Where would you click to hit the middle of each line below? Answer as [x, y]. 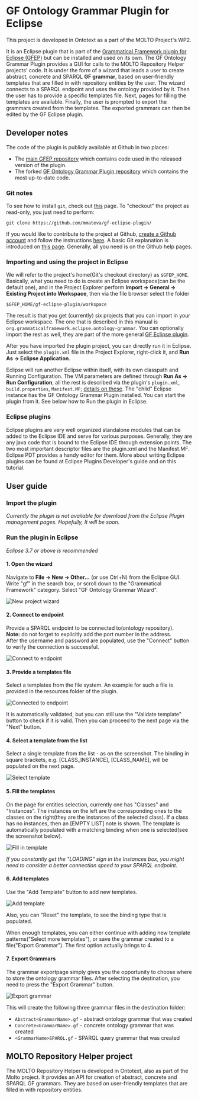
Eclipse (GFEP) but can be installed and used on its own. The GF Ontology [96, 57]
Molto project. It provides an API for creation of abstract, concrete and [92, 1077]
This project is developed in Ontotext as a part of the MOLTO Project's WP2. [99, 40]
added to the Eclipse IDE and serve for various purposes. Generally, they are [99, 436]
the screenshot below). [34, 836]
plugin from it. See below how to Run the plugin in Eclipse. [77, 402]
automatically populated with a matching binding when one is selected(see [97, 829]
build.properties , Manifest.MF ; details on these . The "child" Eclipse [89, 389]
